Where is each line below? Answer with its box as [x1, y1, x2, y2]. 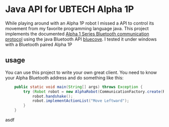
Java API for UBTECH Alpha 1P [5, 4, 134, 15]
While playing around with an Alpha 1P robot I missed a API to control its [5, 20, 154, 26]
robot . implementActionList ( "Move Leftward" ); [32, 98, 129, 103]
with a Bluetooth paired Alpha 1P [5, 41, 72, 47]
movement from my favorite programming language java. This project [5, 25, 149, 31]
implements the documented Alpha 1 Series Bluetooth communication [5, 31, 149, 37]
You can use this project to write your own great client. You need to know [5, 69, 157, 75]
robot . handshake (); [32, 94, 73, 99]
